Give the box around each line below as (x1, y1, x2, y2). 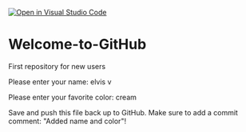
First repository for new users (8, 61, 106, 71)
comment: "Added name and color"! (8, 116, 126, 126)
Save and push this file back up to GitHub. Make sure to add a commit (8, 107, 238, 117)
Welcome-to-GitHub (8, 36, 147, 53)
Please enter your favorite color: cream (8, 92, 137, 102)
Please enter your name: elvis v (8, 76, 112, 87)
